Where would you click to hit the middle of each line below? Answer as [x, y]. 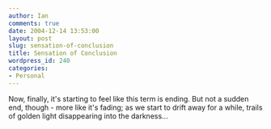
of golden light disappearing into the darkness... [88, 116]
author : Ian [28, 16]
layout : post [30, 38]
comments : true [34, 23]
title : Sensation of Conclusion [63, 53]
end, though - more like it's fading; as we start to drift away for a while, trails [135, 107]
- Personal [27, 76]
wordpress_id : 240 [39, 61]
